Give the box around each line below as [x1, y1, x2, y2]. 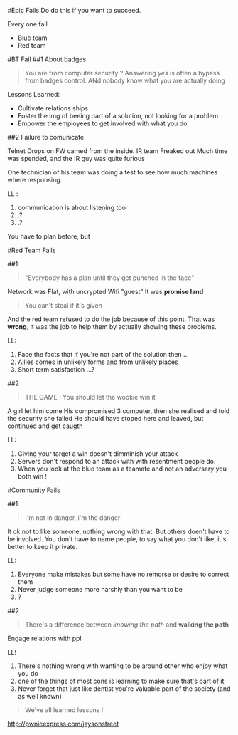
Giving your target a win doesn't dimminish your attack [17, 449, 178, 458]
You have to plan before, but [7, 232, 90, 241]
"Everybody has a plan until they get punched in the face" [24, 273, 195, 282]
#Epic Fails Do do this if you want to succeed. [7, 6, 141, 14]
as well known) [17, 692, 63, 700]
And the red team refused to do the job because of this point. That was [7, 315, 215, 323]
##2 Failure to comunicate [7, 133, 85, 141]
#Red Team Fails [7, 246, 56, 254]
